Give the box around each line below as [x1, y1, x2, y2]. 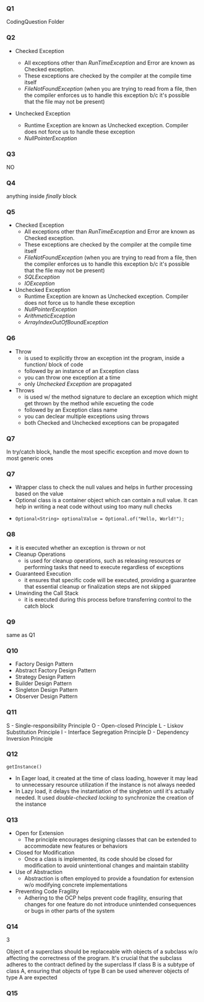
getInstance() [6, 764, 43, 770]
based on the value [15, 490, 64, 497]
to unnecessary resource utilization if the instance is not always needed [15, 781, 196, 788]
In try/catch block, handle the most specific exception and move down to [6, 448, 189, 455]
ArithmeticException [24, 312, 76, 319]
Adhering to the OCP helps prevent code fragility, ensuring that [24, 894, 183, 901]
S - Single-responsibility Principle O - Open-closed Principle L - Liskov [6, 722, 184, 729]
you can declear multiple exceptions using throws [24, 413, 149, 420]
